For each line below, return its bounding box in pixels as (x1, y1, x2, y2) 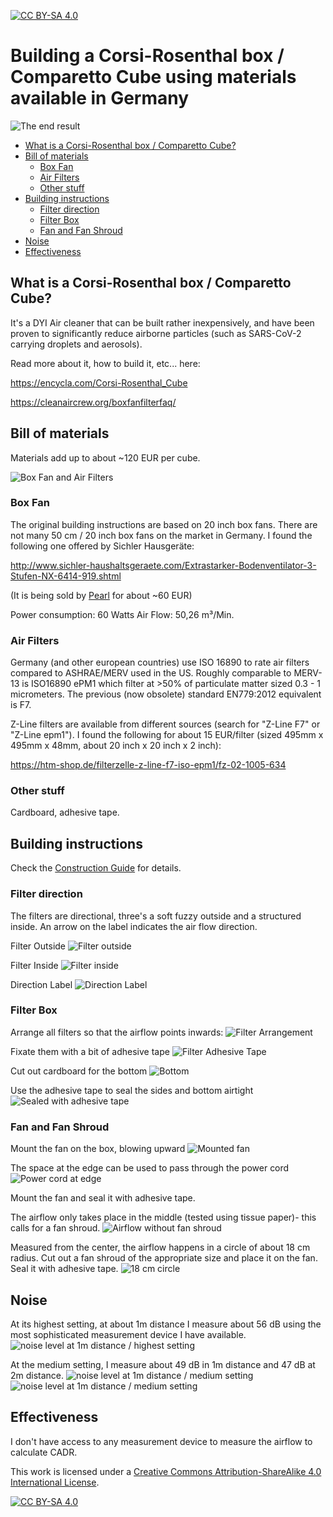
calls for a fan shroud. (10, 1222, 101, 1234)
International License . (10, 1476, 100, 1488)
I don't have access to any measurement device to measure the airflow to (10, 1435, 313, 1447)
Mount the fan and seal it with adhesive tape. (10, 1192, 196, 1204)
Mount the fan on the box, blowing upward (10, 1143, 186, 1155)
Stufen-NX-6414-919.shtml (10, 570, 122, 582)
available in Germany (10, 87, 190, 110)
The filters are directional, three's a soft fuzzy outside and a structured (10, 910, 302, 922)
